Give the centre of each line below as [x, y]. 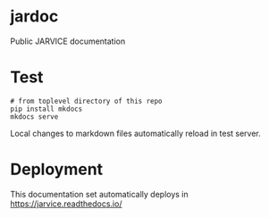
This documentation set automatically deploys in [99, 194]
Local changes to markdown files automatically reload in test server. [136, 133]
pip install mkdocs [46, 109]
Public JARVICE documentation [68, 41]
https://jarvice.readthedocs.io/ [66, 204]
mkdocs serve [34, 117]
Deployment [57, 169]
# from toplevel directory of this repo [87, 101]
